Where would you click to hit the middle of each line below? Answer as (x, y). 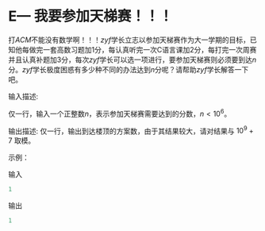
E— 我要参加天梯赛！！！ (90, 16)
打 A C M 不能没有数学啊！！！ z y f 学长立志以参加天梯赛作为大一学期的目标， (129, 40)
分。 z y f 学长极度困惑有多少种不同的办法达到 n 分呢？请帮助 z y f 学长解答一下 (129, 69)
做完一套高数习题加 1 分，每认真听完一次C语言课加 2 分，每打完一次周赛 (143, 49)
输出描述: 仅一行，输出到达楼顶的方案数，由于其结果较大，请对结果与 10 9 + (131, 130)
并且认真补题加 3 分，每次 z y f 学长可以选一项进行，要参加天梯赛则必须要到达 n (132, 60)
